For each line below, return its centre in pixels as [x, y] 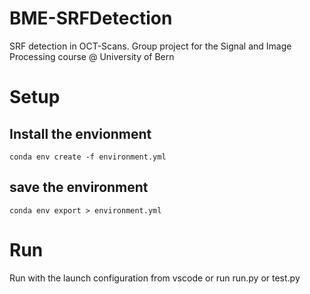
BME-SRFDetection [91, 18]
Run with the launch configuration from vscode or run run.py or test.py [155, 278]
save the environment [79, 187]
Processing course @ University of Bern [92, 56]
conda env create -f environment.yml [88, 157]
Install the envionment [80, 133]
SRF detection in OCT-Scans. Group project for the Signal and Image [150, 46]
